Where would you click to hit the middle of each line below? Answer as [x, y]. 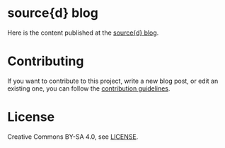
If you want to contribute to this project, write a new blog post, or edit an [113, 81]
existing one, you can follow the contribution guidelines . [89, 88]
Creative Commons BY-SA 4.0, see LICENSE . [73, 137]
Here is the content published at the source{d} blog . [83, 33]
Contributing [46, 61]
